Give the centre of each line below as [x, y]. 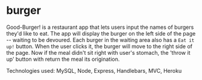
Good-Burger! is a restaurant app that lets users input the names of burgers [100, 27]
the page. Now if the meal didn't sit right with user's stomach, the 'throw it [98, 52]
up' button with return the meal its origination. [63, 59]
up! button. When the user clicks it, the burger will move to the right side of [99, 46]
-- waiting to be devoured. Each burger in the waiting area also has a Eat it [100, 40]
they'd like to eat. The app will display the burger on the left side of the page [101, 33]
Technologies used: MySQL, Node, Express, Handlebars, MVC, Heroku [94, 70]
